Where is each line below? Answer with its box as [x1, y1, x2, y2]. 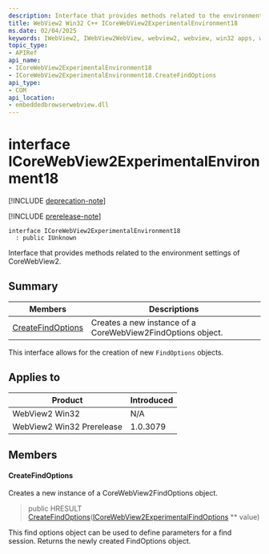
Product [51, 394, 83, 405]
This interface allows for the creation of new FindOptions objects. [8, 347, 224, 357]
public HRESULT [27, 504, 82, 513]
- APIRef [8, 49, 38, 57]
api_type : [8, 78, 42, 86]
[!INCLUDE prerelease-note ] [8, 211, 102, 221]
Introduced [130, 394, 174, 405]
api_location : [8, 94, 56, 102]
